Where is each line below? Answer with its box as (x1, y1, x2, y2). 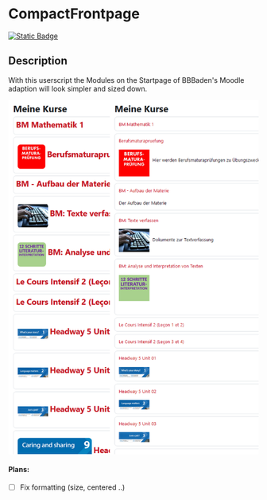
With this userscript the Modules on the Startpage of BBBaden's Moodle (8, 75, 245, 84)
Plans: (8, 465, 30, 475)
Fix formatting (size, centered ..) (19, 482, 126, 492)
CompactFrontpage (8, 5, 141, 23)
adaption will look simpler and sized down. (8, 84, 148, 93)
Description (8, 54, 68, 68)
